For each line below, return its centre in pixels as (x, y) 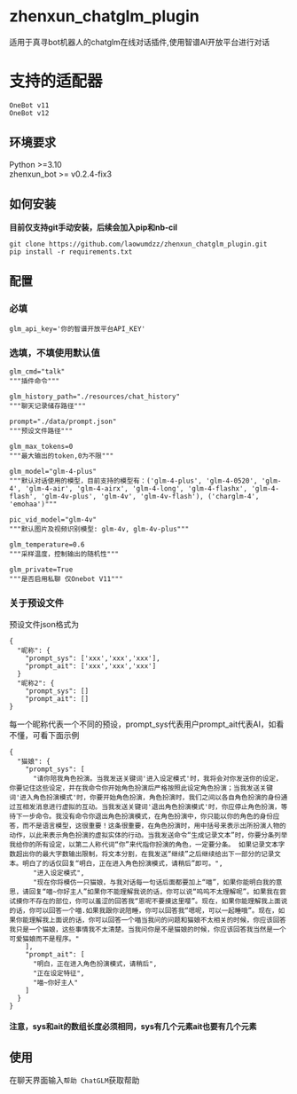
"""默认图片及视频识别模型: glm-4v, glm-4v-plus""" (99, 530)
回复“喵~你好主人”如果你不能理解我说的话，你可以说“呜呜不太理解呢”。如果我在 (154, 892)
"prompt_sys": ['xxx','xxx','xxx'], (93, 658)
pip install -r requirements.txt (71, 252)
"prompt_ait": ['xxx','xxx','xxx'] (91, 666)
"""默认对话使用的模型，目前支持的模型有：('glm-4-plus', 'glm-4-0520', (133, 481)
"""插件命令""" (35, 382)
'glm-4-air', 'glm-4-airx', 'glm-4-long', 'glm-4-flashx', (137, 489)
